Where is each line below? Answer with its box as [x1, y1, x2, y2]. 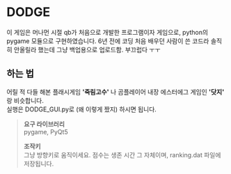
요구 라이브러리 [23, 120, 65, 128]
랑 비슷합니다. [6, 96, 45, 104]
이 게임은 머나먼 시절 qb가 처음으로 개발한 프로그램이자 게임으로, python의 [6, 28, 209, 36]
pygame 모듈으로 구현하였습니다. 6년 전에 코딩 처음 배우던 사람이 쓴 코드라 [6, 36, 209, 45]
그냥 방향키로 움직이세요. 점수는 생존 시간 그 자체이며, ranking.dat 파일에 [23, 150, 221, 159]
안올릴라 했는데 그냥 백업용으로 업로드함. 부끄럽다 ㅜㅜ [13, 45, 161, 54]
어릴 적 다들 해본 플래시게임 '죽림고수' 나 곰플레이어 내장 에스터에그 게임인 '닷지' [6, 88, 225, 96]
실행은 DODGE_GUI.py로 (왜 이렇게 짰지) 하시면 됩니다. [6, 105, 157, 113]
